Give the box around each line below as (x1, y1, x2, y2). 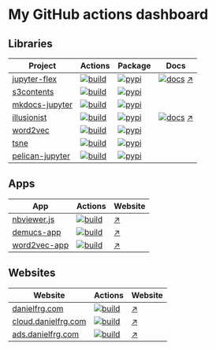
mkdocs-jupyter (12, 99, 73, 110)
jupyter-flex (12, 73, 58, 84)
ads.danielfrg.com (12, 329, 80, 340)
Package (117, 61, 151, 71)
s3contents (12, 87, 54, 97)
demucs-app (12, 226, 61, 237)
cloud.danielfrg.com (12, 315, 87, 326)
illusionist (12, 112, 47, 123)
